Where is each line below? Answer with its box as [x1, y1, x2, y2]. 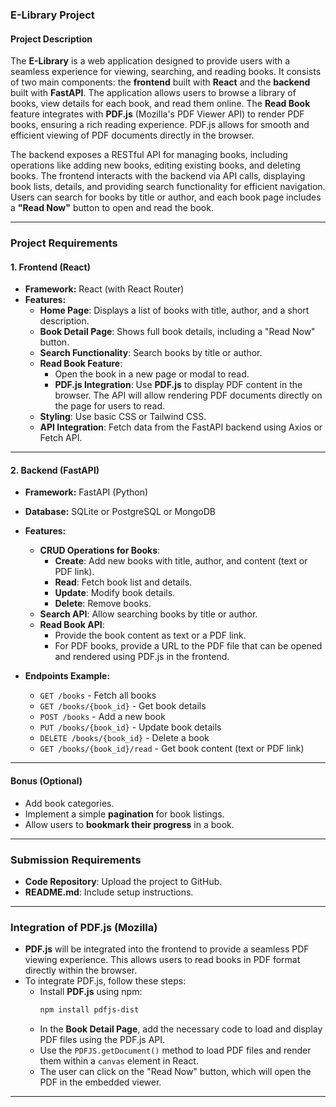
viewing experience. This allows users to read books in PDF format [24, 954, 301, 966]
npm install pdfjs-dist [39, 1005, 140, 1015]
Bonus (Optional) [10, 775, 83, 787]
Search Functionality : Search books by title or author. [39, 347, 263, 359]
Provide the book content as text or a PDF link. [54, 629, 247, 642]
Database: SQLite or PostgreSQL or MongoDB [24, 506, 216, 518]
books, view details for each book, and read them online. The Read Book [10, 98, 311, 110]
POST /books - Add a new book [39, 711, 166, 723]
